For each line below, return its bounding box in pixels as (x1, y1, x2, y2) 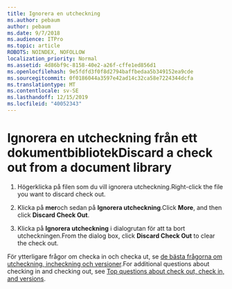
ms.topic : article (7, 42, 60, 49)
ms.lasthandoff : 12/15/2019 (7, 94, 89, 101)
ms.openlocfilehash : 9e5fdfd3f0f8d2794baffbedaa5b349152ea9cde (7, 68, 194, 75)
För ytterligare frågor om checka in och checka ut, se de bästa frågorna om (7, 252, 223, 261)
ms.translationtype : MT (7, 81, 76, 88)
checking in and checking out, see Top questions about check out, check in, (7, 267, 225, 275)
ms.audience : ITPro (7, 36, 64, 43)
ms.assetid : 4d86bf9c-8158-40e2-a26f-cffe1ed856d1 (7, 62, 157, 69)
